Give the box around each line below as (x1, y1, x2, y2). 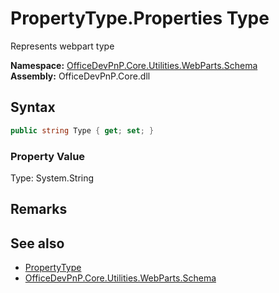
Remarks (10, 201, 68, 218)
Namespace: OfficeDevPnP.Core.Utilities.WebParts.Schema (10, 59, 258, 71)
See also (10, 235, 65, 252)
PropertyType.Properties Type (10, 7, 270, 30)
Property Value (10, 149, 86, 163)
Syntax (10, 99, 56, 116)
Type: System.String (10, 172, 95, 184)
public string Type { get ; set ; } (10, 125, 155, 136)
